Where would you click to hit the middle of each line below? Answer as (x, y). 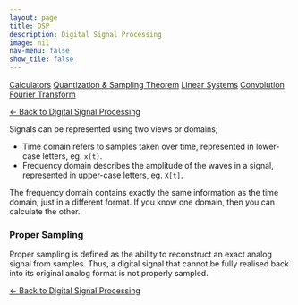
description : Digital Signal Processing (86, 34)
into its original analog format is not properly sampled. (109, 274)
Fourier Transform (43, 94)
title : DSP (30, 26)
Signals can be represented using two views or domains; (114, 129)
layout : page (34, 17)
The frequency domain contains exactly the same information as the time (144, 192)
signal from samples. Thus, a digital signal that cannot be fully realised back (149, 264)
